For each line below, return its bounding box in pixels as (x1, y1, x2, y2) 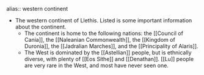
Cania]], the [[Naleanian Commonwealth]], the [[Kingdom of (24, 36, 175, 43)
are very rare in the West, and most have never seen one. (24, 62, 169, 69)
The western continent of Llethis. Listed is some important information (15, 17, 192, 24)
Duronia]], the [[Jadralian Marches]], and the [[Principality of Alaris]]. (24, 42, 199, 50)
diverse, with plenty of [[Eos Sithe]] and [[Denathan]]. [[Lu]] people (24, 56, 194, 62)
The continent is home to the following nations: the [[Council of (24, 30, 183, 37)
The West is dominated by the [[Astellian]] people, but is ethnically (24, 49, 192, 56)
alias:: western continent (6, 5, 68, 12)
